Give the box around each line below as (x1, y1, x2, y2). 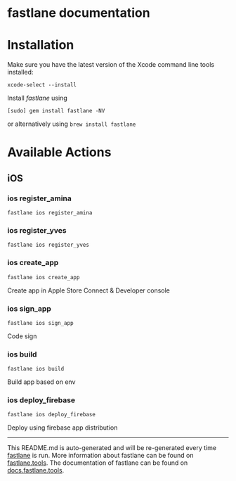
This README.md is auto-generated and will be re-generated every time (7, 444, 216, 452)
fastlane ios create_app (7, 274, 80, 281)
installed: (7, 68, 34, 77)
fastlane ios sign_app (7, 319, 74, 326)
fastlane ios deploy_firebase (7, 411, 96, 418)
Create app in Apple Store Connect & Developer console (7, 286, 171, 295)
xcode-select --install (7, 82, 77, 89)
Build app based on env (7, 378, 76, 386)
